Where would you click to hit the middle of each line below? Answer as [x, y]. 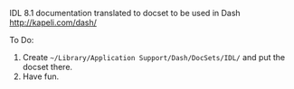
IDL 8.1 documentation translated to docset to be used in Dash [125, 13]
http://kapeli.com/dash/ [53, 22]
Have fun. [41, 76]
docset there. [47, 67]
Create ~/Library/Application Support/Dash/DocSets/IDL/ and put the [154, 57]
